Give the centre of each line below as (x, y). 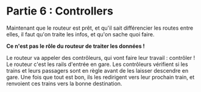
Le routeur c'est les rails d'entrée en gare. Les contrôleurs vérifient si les (97, 64)
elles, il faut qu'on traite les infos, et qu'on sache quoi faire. (80, 34)
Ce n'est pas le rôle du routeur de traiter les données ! (76, 46)
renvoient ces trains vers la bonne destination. (64, 84)
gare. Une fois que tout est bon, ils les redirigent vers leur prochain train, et (100, 77)
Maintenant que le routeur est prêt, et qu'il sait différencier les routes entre (100, 28)
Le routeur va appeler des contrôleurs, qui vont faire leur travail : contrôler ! (101, 57)
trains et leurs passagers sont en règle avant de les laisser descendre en (97, 70)
